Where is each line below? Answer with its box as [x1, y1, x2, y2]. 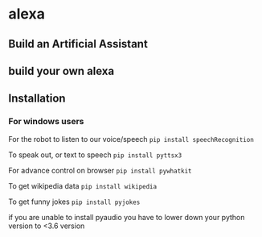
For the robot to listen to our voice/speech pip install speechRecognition [8, 134, 255, 143]
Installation [8, 92, 66, 106]
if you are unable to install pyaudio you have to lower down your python [8, 212, 245, 222]
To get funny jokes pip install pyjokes [8, 197, 141, 206]
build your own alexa [8, 64, 115, 77]
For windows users [8, 116, 84, 127]
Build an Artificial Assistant [8, 37, 149, 51]
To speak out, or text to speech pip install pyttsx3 [8, 150, 182, 160]
